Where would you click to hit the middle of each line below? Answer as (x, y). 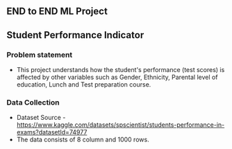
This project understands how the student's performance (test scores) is (121, 70)
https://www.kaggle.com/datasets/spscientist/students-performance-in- (121, 125)
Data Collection (33, 102)
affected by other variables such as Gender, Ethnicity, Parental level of (117, 77)
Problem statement (40, 55)
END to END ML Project (57, 11)
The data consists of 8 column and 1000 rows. (83, 140)
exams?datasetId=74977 (52, 132)
